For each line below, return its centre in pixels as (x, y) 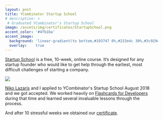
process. (14, 103)
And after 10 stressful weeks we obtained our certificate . (62, 113)
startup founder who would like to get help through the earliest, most (74, 64)
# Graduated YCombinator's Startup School (51, 23)
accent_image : (19, 37)
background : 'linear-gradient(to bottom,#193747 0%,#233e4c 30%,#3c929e (84, 41)
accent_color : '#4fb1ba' (30, 32)
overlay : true (27, 45)
